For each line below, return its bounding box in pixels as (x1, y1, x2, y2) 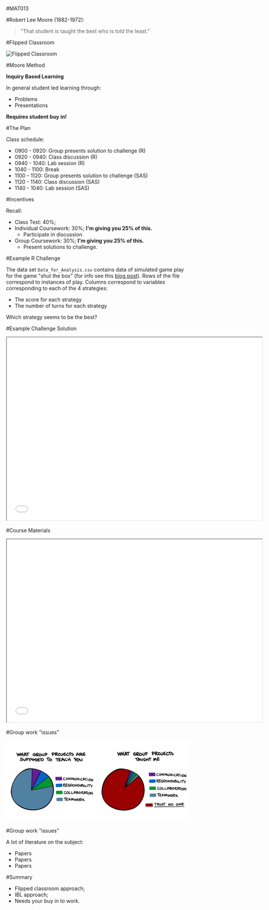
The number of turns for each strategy (14, 303, 107, 309)
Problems (14, 96, 38, 102)
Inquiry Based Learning (6, 73, 64, 80)
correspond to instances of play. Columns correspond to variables (6, 279, 165, 286)
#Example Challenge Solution (6, 325, 77, 332)
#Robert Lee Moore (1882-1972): (6, 16, 85, 23)
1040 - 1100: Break (14, 166, 60, 173)
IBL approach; (14, 891, 48, 898)
